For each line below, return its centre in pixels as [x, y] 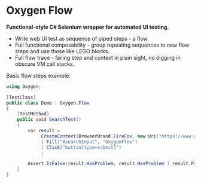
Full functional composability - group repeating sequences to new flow [102, 45]
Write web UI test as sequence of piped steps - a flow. [82, 38]
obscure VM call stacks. [45, 64]
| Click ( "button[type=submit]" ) [81, 147]
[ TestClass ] [21, 97]
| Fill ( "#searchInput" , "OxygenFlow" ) [89, 142]
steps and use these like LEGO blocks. [62, 51]
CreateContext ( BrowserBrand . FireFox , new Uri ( [100, 136]
